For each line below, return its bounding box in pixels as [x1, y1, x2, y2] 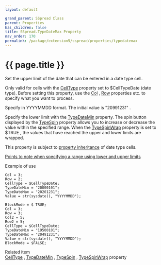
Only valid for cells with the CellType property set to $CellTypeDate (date [5, 85, 151, 90]
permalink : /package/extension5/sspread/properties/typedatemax [5, 38, 138, 44]
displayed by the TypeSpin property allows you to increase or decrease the [5, 119, 155, 125]
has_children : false [5, 25, 47, 30]
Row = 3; [5, 211, 23, 215]
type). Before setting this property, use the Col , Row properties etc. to [5, 90, 145, 96]
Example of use [5, 163, 36, 169]
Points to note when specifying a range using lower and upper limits [5, 154, 141, 159]
